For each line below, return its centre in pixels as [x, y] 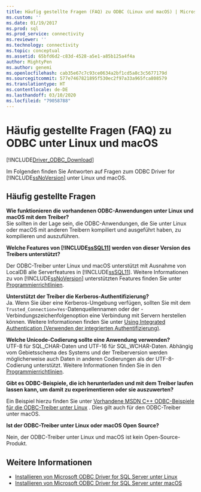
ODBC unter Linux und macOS [82, 143]
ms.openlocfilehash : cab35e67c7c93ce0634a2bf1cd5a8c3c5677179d [87, 73]
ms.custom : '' [24, 17]
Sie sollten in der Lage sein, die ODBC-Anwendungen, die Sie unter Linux [96, 224]
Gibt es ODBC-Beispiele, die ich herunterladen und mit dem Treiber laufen [100, 383]
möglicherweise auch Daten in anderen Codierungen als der [80, 359]
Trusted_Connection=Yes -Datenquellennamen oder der [73, 309]
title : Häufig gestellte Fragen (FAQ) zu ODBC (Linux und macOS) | [92, 12]
